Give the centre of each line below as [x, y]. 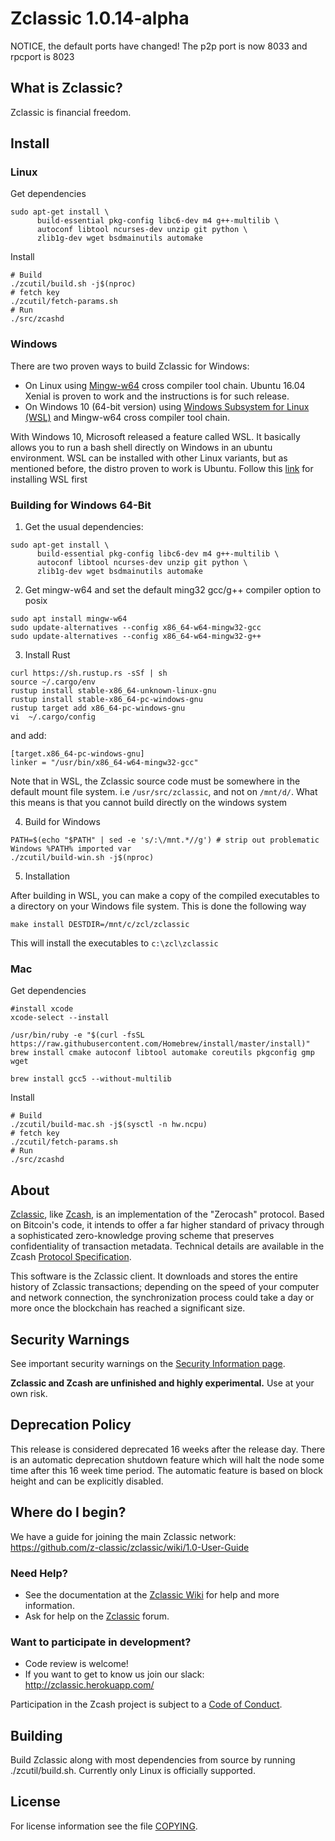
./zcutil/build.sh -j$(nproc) [73, 284]
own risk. [29, 1393]
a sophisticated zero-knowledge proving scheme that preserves [142, 1236]
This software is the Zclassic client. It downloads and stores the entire [154, 1276]
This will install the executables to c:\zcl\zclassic [114, 943]
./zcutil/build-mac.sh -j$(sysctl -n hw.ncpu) [109, 1125]
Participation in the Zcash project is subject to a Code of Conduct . [146, 1704]
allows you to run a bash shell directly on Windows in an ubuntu [141, 447]
